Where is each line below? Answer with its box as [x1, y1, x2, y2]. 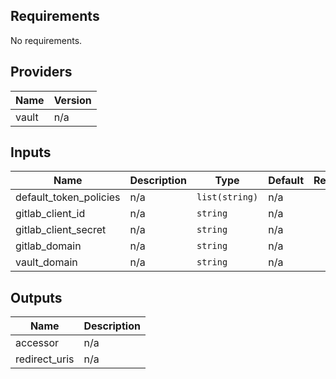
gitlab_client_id [15, 207, 86, 221]
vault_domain [15, 255, 78, 269]
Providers [10, 64, 73, 81]
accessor [15, 336, 60, 350]
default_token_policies [15, 190, 121, 204]
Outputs [10, 289, 63, 306]
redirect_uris [15, 352, 75, 366]
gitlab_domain [15, 239, 82, 253]
